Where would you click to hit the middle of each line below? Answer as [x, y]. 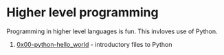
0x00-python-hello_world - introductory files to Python [94, 44]
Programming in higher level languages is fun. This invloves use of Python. [112, 31]
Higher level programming [82, 13]
